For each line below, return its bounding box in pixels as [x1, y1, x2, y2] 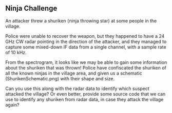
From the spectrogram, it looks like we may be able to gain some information [5, 59, 167, 65]
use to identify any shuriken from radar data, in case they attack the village [5, 96, 164, 102]
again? [5, 102, 20, 108]
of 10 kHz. [5, 49, 27, 55]
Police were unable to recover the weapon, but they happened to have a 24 [5, 33, 165, 39]
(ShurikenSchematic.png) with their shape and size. [5, 75, 114, 81]
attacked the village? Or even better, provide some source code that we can [5, 91, 166, 97]
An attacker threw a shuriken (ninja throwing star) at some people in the [5, 17, 157, 24]
